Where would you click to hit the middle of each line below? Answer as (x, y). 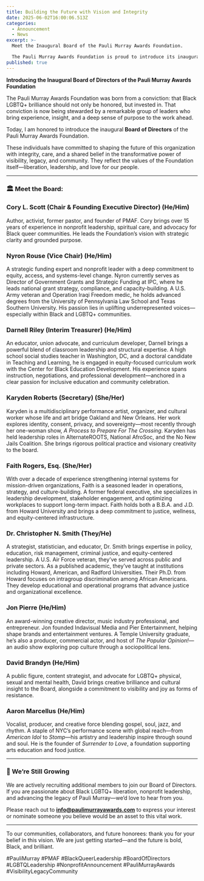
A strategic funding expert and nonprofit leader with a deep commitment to (100, 269)
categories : (21, 23)
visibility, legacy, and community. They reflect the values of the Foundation (100, 160)
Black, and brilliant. (30, 846)
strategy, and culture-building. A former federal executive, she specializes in (102, 492)
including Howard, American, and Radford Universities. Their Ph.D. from (96, 573)
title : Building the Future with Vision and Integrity (77, 12)
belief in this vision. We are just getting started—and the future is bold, (94, 840)
